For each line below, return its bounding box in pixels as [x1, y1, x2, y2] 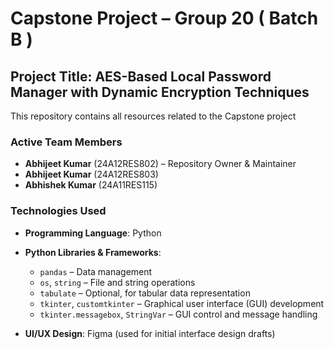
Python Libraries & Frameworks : [24, 246, 162, 258]
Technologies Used [10, 204, 107, 218]
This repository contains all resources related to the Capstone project [10, 110, 297, 122]
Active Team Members [10, 135, 123, 149]
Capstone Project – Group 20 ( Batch [10, 7, 319, 30]
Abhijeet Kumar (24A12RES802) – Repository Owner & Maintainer [24, 158, 297, 170]
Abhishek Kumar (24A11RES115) [24, 179, 158, 191]
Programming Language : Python [24, 227, 162, 239]
